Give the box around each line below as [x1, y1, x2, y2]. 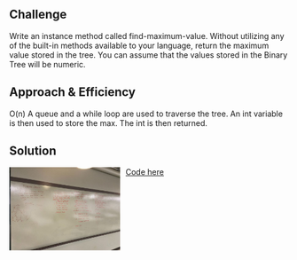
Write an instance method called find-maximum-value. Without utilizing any [9, 30, 285, 41]
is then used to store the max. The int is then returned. [9, 117, 208, 128]
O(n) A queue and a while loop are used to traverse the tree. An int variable [9, 108, 284, 119]
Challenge [9, 7, 67, 22]
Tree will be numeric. [9, 59, 86, 69]
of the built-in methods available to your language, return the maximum [9, 40, 270, 51]
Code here [125, 167, 164, 177]
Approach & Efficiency [9, 84, 136, 100]
